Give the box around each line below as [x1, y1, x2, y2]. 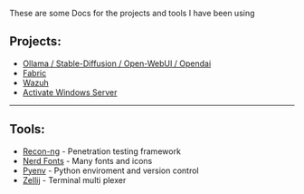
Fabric [22, 67, 47, 78]
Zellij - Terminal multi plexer [22, 174, 127, 185]
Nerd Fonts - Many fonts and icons [22, 155, 153, 166]
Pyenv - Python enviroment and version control [22, 165, 199, 176]
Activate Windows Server [22, 86, 118, 98]
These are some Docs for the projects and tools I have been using [9, 8, 255, 18]
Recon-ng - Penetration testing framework [22, 145, 181, 157]
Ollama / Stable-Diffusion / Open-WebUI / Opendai [22, 58, 212, 69]
